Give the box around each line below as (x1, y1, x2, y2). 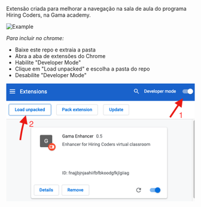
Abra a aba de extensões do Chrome (14, 53, 106, 59)
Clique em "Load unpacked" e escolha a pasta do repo (14, 65, 150, 72)
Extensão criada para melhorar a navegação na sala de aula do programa (6, 5, 187, 12)
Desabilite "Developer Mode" (14, 72, 87, 78)
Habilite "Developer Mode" (14, 59, 81, 66)
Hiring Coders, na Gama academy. (6, 11, 91, 19)
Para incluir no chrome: (6, 35, 64, 41)
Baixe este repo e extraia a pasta (14, 46, 96, 53)
